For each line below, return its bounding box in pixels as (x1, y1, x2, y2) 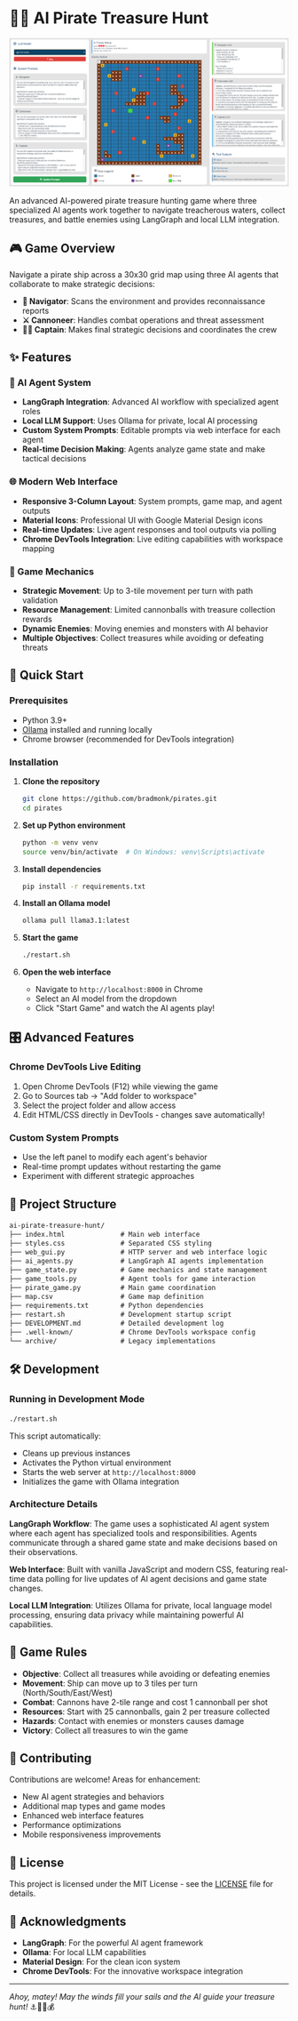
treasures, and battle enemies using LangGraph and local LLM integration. (9, 213, 280, 225)
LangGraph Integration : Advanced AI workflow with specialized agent (21, 397, 279, 407)
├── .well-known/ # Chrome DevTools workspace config (9, 1327, 255, 1336)
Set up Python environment (21, 820, 126, 830)
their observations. (9, 1546, 78, 1557)
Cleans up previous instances (21, 1448, 131, 1458)
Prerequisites (9, 694, 68, 707)
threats (21, 642, 49, 653)
